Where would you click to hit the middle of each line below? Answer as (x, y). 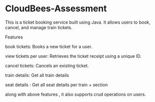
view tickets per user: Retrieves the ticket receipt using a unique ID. (73, 56)
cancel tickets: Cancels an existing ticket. (47, 66)
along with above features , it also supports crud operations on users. (76, 94)
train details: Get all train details (37, 75)
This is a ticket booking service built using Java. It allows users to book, (78, 22)
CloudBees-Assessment (56, 9)
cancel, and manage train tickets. (39, 27)
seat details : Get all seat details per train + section (57, 85)
